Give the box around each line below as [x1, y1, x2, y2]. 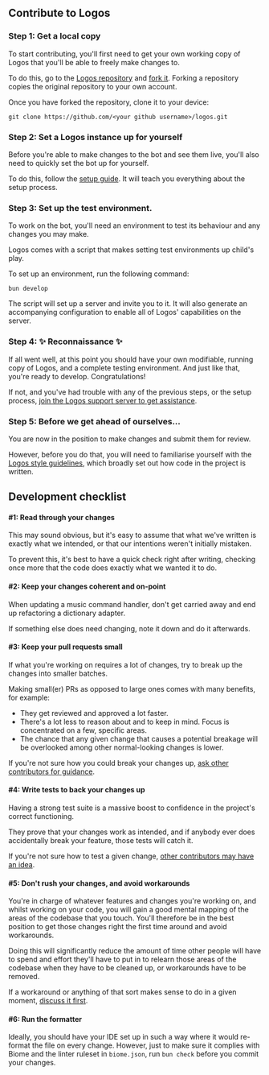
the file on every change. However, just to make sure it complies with [31, 1040, 260, 1050]
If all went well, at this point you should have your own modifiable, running [8, 354, 254, 364]
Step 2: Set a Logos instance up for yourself [8, 131, 183, 143]
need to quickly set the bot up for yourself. [8, 158, 149, 167]
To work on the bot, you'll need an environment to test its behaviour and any [8, 221, 261, 230]
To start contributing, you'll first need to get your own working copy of [8, 48, 241, 59]
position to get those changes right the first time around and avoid [8, 922, 227, 932]
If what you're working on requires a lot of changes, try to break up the [8, 659, 243, 669]
